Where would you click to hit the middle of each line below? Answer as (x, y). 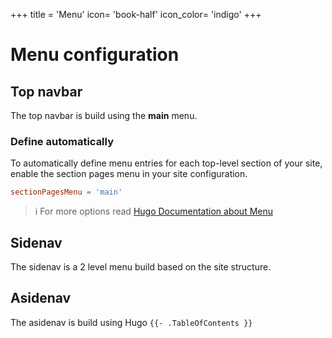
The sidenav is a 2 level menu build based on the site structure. (141, 266)
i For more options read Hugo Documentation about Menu (154, 211)
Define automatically (62, 141)
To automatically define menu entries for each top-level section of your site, (166, 163)
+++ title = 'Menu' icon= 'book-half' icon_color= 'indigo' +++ (136, 14)
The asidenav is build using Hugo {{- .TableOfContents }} (131, 322)
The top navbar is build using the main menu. (104, 115)
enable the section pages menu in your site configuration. (129, 174)
